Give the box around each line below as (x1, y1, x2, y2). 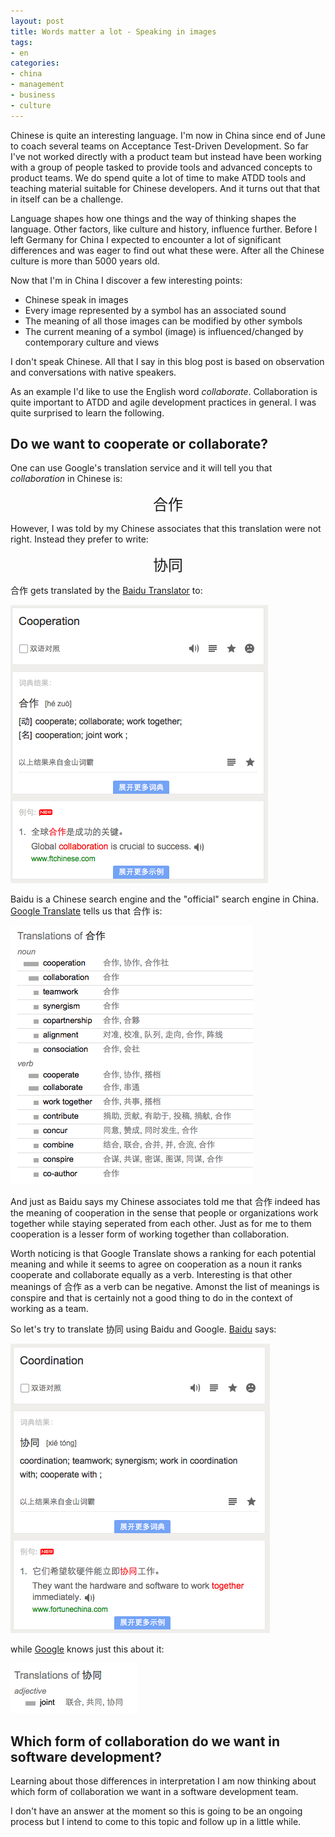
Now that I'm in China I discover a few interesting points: (10, 274, 243, 286)
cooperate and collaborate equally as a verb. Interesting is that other (10, 1269, 293, 1281)
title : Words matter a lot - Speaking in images (10, 26, 217, 37)
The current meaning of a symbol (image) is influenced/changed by (24, 325, 304, 337)
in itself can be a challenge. (10, 193, 124, 205)
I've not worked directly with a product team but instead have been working (10, 150, 322, 162)
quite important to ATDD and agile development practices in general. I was (10, 396, 317, 408)
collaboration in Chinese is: (10, 473, 123, 485)
